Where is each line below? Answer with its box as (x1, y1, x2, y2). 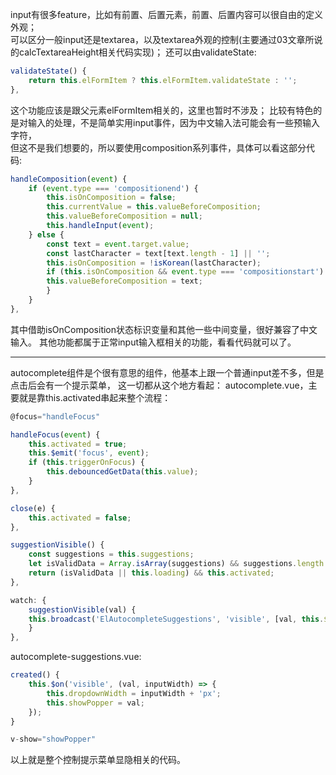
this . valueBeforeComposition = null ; (46, 211, 203, 222)
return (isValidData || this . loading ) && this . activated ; (28, 568, 275, 578)
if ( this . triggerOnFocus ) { (28, 458, 145, 468)
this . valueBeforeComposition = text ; (46, 276, 203, 287)
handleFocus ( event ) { (10, 429, 101, 440)
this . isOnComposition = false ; (46, 193, 177, 203)
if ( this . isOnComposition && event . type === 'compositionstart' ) (46, 267, 325, 277)
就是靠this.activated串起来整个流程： (18, 391, 172, 403)
